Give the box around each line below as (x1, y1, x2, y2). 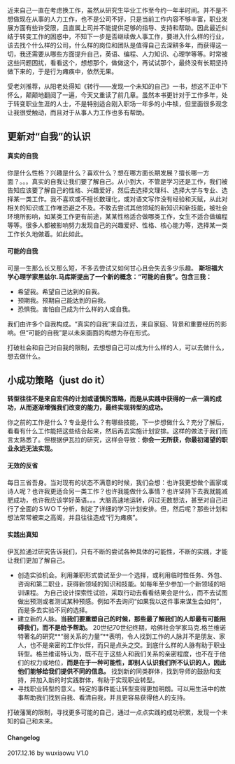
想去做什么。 (7, 352, 44, 360)
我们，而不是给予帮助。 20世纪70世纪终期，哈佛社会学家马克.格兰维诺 (23, 624, 226, 632)
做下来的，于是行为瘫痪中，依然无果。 (7, 67, 117, 75)
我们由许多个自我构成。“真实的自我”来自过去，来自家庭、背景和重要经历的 (7, 319, 222, 328)
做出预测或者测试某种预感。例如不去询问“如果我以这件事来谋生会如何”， (17, 597, 226, 606)
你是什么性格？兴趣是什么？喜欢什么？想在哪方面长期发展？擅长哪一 (7, 168, 204, 177)
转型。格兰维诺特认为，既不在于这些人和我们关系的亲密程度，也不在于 (17, 649, 220, 658)
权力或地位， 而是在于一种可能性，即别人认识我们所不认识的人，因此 (29, 658, 226, 667)
